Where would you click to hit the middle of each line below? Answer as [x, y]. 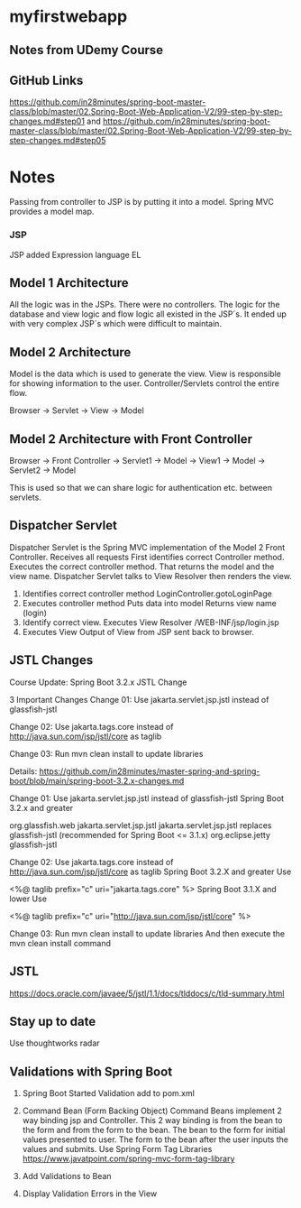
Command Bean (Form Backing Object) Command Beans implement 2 [152, 1111]
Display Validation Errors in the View [90, 1194]
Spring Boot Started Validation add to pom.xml [109, 1093]
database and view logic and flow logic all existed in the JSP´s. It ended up [148, 314]
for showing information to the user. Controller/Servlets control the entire [144, 383]
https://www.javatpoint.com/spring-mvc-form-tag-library [128, 1159]
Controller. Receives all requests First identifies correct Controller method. [147, 557]
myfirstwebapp [68, 17]
